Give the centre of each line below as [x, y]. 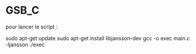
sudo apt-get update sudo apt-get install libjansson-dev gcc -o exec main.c [98, 38]
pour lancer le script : [32, 27]
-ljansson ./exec [25, 45]
